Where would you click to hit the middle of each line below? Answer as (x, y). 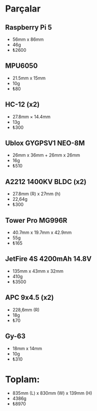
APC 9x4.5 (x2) (29, 298)
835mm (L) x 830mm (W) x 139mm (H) (52, 393)
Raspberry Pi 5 (29, 27)
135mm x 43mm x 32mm (38, 271)
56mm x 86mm (28, 39)
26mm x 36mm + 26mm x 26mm (46, 155)
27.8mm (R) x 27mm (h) (36, 194)
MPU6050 (21, 66)
